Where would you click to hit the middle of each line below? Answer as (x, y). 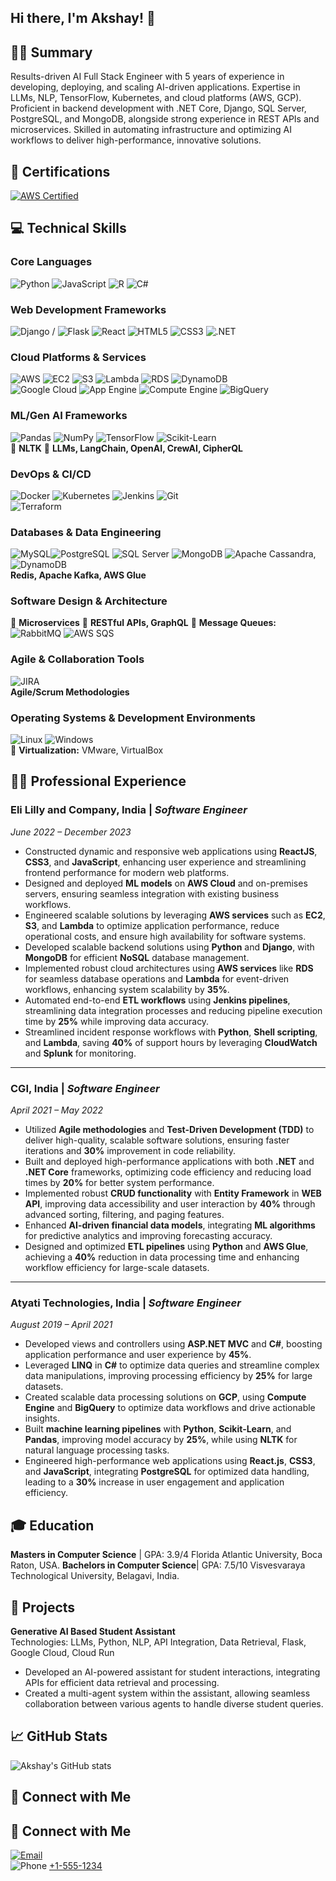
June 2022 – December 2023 (71, 832)
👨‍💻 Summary (51, 52)
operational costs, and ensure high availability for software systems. (165, 936)
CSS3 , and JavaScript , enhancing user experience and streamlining (165, 862)
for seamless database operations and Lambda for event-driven (157, 978)
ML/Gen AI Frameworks (69, 416)
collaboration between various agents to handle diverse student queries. (174, 1703)
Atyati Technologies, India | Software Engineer (126, 1303)
